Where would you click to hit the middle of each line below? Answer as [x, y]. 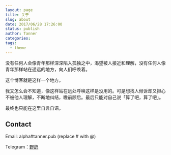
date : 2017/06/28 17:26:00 [34, 24]
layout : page [19, 10]
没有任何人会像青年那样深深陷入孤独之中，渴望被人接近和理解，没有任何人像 [85, 63]
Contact [18, 124]
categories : [18, 39]
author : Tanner [21, 34]
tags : [11, 43]
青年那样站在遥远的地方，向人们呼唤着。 [48, 69]
